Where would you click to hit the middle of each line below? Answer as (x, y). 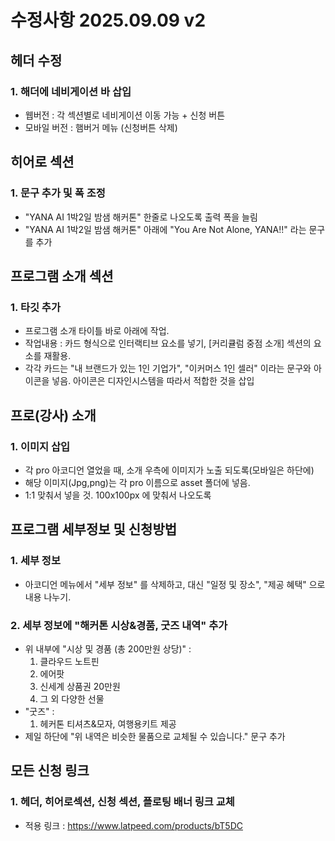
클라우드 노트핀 (69, 661)
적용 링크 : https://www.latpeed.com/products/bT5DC (133, 825)
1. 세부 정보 (35, 561)
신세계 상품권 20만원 (80, 686)
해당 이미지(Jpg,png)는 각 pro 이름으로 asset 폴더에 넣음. (137, 482)
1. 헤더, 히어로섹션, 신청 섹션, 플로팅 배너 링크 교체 (122, 802)
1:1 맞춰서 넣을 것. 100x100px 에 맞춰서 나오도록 (118, 495)
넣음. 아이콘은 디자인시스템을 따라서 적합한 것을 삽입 (153, 381)
